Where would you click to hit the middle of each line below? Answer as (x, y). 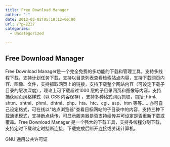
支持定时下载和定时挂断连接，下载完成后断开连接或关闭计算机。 (72, 128)
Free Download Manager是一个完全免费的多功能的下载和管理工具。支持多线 (84, 71)
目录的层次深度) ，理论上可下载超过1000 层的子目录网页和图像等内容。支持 (83, 90)
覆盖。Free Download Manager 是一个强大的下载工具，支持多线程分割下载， (85, 122)
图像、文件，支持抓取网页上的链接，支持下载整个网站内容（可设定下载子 (89, 84)
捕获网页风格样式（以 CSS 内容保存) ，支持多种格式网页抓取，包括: (75, 96)
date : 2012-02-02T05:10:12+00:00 (40, 19)
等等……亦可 (145, 103)
